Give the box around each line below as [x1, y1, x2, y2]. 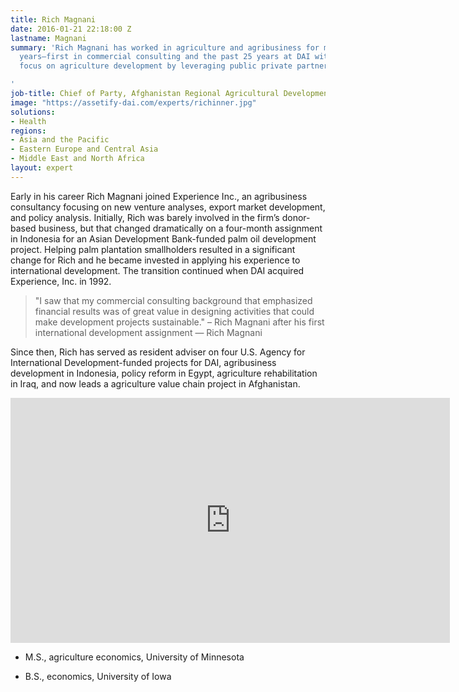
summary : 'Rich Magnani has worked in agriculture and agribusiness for [10, 42, 320, 53]
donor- [281, 211, 311, 223]
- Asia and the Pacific [10, 135, 110, 145]
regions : [10, 126, 47, 136]
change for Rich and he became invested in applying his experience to [10, 254, 301, 266]
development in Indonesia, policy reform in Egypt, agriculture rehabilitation [10, 367, 318, 379]
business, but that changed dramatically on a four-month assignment [38, 222, 323, 234]
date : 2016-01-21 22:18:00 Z [10, 24, 132, 34]
